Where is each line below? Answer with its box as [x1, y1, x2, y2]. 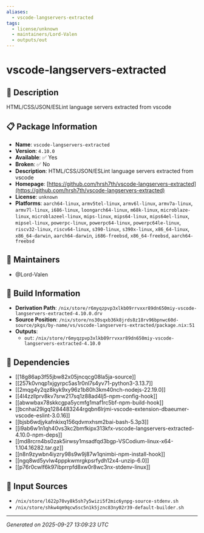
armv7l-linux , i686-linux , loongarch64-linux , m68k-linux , [15, 206, 160, 213]
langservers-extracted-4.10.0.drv [15, 310, 103, 317]
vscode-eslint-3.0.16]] [15, 412, 70, 419]
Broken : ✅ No [15, 160, 50, 167]
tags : [6, 20, 20, 26]
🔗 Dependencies [6, 357, 70, 367]
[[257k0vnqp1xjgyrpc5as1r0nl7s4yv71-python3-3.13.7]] [15, 380, 153, 387]
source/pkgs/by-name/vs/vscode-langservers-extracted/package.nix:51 [15, 323, 195, 329]
